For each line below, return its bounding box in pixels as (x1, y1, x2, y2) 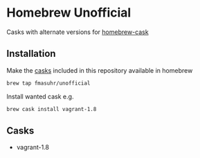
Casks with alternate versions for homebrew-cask (6, 28, 149, 36)
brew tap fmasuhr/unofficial (6, 80, 91, 87)
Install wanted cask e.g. (6, 92, 74, 100)
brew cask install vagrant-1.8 (6, 105, 97, 112)
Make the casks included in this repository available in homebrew (6, 66, 193, 74)
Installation (6, 48, 56, 60)
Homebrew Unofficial (6, 5, 131, 21)
